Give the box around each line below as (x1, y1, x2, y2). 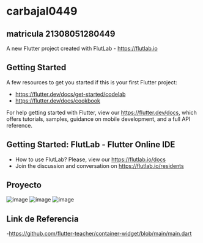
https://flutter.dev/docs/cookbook (15, 96, 101, 104)
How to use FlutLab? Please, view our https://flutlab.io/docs (15, 156, 166, 163)
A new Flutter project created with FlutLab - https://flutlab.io (6, 45, 158, 52)
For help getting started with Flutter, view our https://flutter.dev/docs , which (6, 109, 197, 116)
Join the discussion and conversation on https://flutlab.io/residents (15, 162, 185, 169)
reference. (6, 121, 32, 129)
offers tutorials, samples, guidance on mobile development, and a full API (6, 115, 191, 123)
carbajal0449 (6, 4, 78, 18)
